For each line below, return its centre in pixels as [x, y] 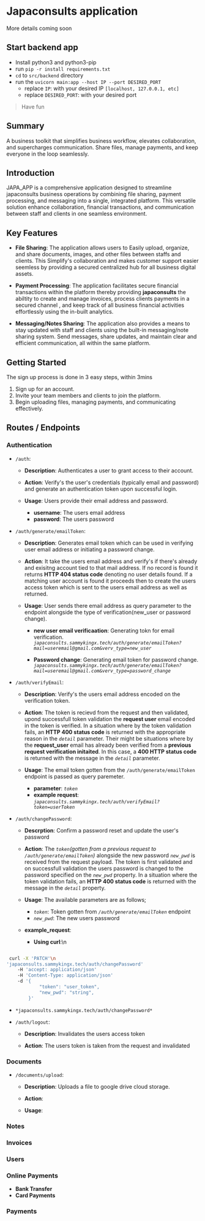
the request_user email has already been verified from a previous [108, 745]
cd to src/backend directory [49, 75]
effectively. [29, 408]
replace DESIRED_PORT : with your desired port [80, 95]
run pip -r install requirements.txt [63, 69]
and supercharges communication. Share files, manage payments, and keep [102, 147]
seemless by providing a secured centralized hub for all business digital [105, 267]
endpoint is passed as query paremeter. [75, 776]
